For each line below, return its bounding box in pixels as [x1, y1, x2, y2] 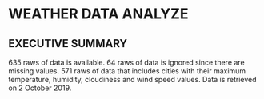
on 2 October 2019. [8, 83, 72, 93]
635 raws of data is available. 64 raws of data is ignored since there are [8, 57, 246, 67]
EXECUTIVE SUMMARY [8, 37, 128, 50]
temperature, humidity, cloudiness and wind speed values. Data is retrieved [8, 75, 258, 84]
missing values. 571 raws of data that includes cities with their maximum [8, 66, 246, 76]
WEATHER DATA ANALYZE [8, 5, 189, 23]
